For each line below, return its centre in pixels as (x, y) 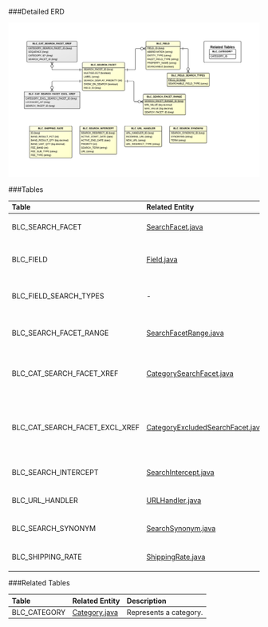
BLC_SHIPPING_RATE (47, 557)
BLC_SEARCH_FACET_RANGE (60, 333)
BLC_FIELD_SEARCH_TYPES (58, 296)
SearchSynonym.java (181, 529)
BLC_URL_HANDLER (45, 501)
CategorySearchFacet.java (190, 373)
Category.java (95, 612)
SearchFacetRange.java (185, 333)
